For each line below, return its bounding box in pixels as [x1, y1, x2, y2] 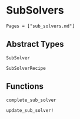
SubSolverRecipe [6, 65, 46, 71]
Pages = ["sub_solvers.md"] [6, 23, 75, 29]
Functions [6, 81, 44, 92]
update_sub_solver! [6, 107, 54, 113]
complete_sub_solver [6, 97, 57, 103]
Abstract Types [6, 39, 64, 49]
